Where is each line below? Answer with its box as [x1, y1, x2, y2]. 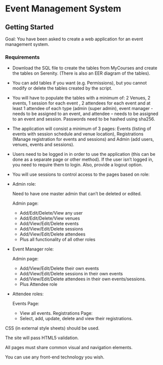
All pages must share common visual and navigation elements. [5, 345, 133, 351]
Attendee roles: [12, 291, 44, 297]
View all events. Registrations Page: [19, 310, 93, 316]
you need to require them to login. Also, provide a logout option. [12, 162, 143, 168]
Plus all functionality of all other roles [19, 237, 96, 243]
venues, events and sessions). [12, 141, 74, 147]
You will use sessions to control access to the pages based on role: [12, 171, 150, 177]
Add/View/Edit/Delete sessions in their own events [19, 271, 123, 277]
